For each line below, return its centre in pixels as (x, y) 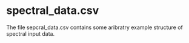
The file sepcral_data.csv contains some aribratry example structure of (94, 27)
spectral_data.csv (53, 11)
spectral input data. (31, 33)
